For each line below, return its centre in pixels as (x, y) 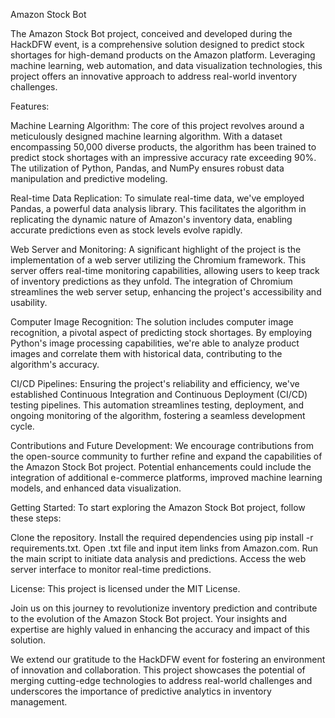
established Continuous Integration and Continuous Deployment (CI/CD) (159, 394)
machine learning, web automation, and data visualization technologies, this (166, 65)
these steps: (36, 518)
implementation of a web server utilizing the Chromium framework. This (158, 260)
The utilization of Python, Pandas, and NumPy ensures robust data (147, 168)
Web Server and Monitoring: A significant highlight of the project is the (156, 249)
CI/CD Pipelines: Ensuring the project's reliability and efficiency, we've (155, 383)
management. (39, 702)
